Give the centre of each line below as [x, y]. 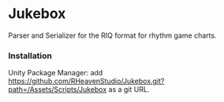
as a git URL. [129, 89]
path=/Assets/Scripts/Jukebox [58, 89]
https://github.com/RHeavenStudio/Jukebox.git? [86, 81]
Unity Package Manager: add [56, 73]
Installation [30, 56]
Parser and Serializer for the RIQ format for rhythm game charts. [112, 35]
